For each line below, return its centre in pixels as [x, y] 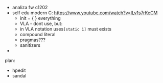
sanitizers [30, 45]
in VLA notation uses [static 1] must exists [66, 29]
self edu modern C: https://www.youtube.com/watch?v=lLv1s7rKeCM [85, 13]
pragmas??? [32, 40]
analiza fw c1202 [30, 7]
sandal [19, 76]
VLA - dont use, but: [41, 23]
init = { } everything [40, 18]
